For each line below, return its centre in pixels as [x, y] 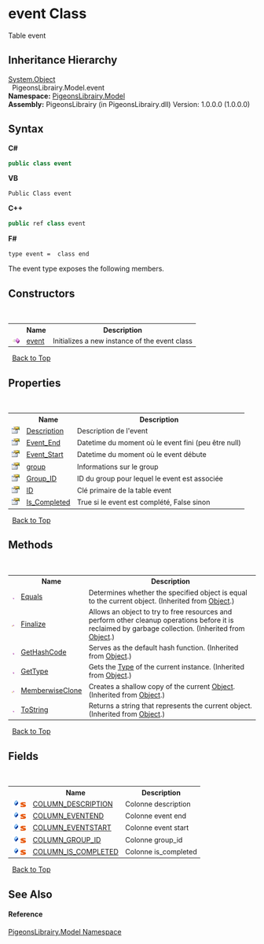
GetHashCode [44, 652]
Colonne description [158, 804]
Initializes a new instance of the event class [122, 341]
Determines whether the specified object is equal [168, 592]
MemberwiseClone [51, 690]
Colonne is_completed [161, 851]
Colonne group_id [154, 839]
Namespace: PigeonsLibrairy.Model [67, 96]
